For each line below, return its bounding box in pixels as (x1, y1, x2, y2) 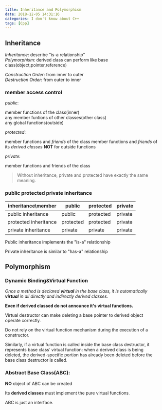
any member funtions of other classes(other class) (5, 115, 107, 121)
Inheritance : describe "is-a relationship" (5, 52, 85, 58)
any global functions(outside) (5, 120, 64, 126)
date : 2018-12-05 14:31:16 (5, 12, 60, 17)
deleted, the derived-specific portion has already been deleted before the (5, 352, 153, 358)
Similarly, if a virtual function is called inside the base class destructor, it (5, 342, 150, 348)
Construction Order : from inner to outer (5, 72, 84, 78)
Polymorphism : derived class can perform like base (5, 57, 108, 63)
